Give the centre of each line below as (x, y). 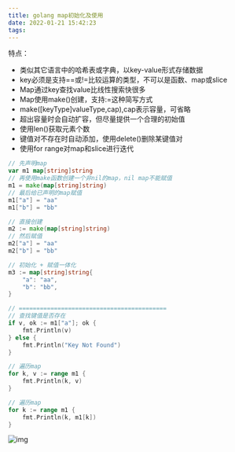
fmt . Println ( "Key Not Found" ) (72, 345)
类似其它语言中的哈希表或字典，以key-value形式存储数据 (111, 70)
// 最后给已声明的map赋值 (45, 193)
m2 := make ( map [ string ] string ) (59, 229)
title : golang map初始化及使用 (56, 15)
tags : (17, 30)
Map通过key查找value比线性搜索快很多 (83, 90)
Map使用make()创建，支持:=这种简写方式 (86, 100)
